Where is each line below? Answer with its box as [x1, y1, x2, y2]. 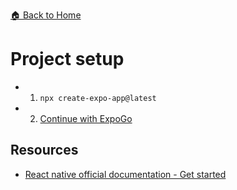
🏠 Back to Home [10, 9, 82, 21]
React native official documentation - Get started [24, 168, 227, 180]
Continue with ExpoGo [39, 112, 133, 124]
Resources [10, 142, 79, 159]
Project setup [10, 48, 125, 71]
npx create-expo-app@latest [39, 93, 157, 103]
